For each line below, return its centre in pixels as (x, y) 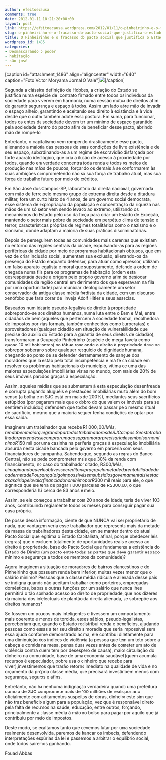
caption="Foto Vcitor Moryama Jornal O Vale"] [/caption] (65, 80)
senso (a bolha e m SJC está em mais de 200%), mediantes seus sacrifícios (83, 397)
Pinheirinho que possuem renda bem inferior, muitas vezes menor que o (79, 572)
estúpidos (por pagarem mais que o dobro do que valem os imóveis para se (82, 402)
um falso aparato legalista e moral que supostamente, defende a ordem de (81, 267)
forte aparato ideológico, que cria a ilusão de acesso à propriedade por (78, 158)
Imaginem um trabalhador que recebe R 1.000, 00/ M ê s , (61, 427)
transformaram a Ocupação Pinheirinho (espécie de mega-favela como (78, 340)
